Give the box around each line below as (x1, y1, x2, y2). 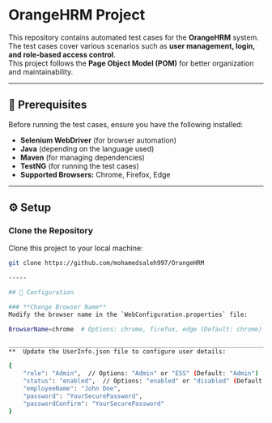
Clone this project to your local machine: (8, 243, 143, 253)
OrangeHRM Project (8, 6, 146, 24)
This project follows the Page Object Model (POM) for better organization (8, 58, 254, 68)
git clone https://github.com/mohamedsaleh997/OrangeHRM (8, 259, 205, 267)
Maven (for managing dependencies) (19, 152, 146, 162)
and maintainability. (8, 66, 74, 76)
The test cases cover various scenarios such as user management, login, (8, 41, 255, 50)
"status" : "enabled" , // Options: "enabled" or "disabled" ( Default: (23, 377, 266, 386)
